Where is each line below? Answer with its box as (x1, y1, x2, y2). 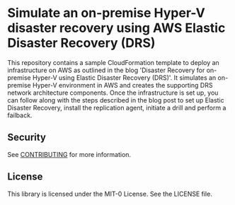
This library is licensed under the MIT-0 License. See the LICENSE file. (7, 189, 212, 198)
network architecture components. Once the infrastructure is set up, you (7, 88, 219, 97)
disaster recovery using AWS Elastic (7, 20, 226, 36)
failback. (7, 111, 33, 119)
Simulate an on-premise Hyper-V (7, 5, 205, 21)
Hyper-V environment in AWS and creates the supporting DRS (32, 81, 213, 89)
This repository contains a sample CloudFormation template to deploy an (7, 58, 219, 66)
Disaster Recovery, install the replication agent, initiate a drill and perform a (7, 103, 227, 112)
